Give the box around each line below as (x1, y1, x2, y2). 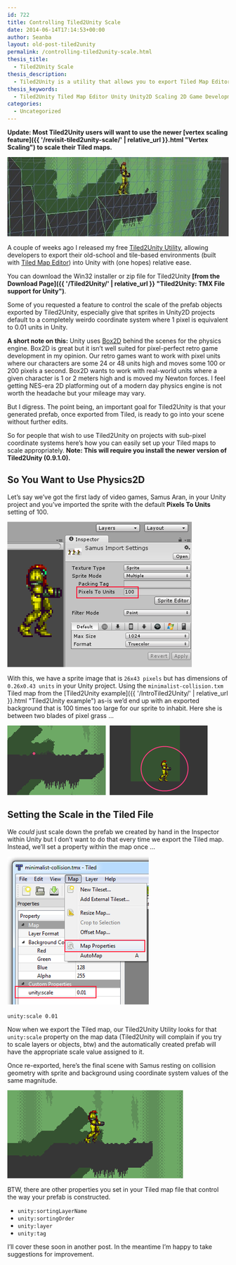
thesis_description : (7, 70, 68, 77)
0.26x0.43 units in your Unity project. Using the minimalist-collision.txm (7, 681, 224, 690)
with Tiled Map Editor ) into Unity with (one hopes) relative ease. (7, 258, 192, 267)
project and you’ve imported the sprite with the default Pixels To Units (7, 500, 211, 508)
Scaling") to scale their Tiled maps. (7, 143, 112, 151)
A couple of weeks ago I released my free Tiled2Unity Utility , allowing (7, 244, 209, 251)
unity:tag (17, 1230, 47, 1237)
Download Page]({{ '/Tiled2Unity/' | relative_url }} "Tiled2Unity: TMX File (7, 279, 225, 288)
